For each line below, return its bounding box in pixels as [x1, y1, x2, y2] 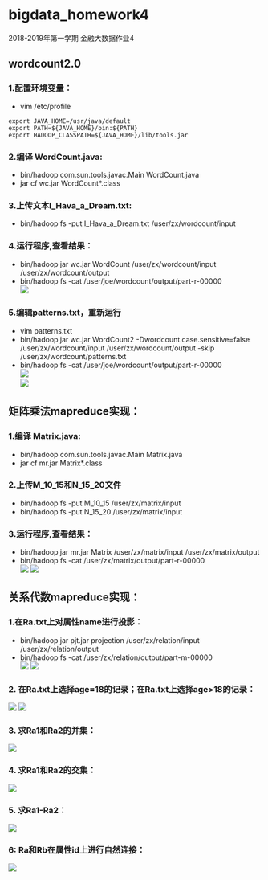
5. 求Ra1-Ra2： [8, 804, 67, 816]
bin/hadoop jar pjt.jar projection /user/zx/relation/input [19, 635, 201, 645]
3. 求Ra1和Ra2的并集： [8, 725, 96, 736]
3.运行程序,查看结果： [8, 528, 94, 539]
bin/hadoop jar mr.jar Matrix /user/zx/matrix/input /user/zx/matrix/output [19, 547, 260, 557]
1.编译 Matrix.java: [8, 431, 82, 442]
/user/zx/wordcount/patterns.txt [19, 351, 127, 361]
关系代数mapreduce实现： [8, 591, 141, 604]
